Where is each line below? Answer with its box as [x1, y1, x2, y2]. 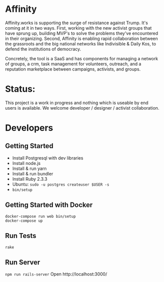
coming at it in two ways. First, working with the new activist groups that [5, 25, 152, 31]
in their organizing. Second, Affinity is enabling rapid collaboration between [5, 36, 159, 41]
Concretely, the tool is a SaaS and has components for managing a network [5, 55, 159, 61]
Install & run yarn [12, 165, 47, 171]
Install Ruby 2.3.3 [12, 176, 48, 182]
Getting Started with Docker [5, 201, 93, 209]
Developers [5, 122, 53, 134]
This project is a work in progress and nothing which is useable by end [5, 100, 149, 106]
